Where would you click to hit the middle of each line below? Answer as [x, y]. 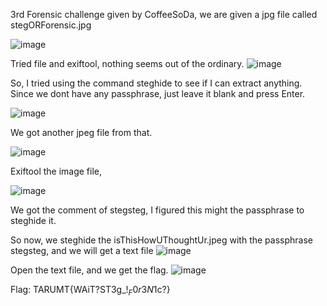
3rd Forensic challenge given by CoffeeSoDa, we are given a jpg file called [164, 14]
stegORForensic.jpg [51, 25]
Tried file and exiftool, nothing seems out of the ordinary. [127, 63]
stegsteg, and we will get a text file [82, 250]
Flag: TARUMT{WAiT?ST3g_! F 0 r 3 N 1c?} [90, 291]
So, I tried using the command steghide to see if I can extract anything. [156, 83]
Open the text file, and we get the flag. [89, 270]
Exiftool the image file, [56, 171]
